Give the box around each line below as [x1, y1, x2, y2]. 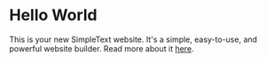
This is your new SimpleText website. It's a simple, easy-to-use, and [9, 34, 258, 45]
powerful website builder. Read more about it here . [9, 43, 194, 53]
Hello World [9, 5, 98, 25]
